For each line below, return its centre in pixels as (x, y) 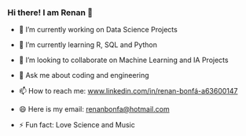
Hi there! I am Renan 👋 (50, 13)
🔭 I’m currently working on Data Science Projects (98, 30)
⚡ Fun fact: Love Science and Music (77, 125)
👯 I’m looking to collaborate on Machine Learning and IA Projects (123, 60)
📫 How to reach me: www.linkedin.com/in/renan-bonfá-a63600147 (128, 91)
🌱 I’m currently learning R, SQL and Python (88, 45)
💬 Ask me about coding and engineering (84, 75)
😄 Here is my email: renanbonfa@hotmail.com (94, 109)
